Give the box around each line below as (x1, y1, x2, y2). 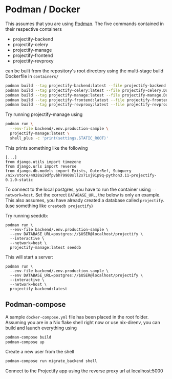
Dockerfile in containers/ (5, 73, 59, 79)
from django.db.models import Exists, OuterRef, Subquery (5, 168, 132, 173)
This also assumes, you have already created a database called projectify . (5, 197, 165, 203)
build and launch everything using (5, 325, 77, 331)
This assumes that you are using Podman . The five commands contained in (5, 21, 164, 27)
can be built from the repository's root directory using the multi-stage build (5, 68, 164, 74)
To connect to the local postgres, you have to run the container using (5, 186, 151, 192)
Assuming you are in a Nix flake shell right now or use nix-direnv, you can (5, 319, 160, 325)
